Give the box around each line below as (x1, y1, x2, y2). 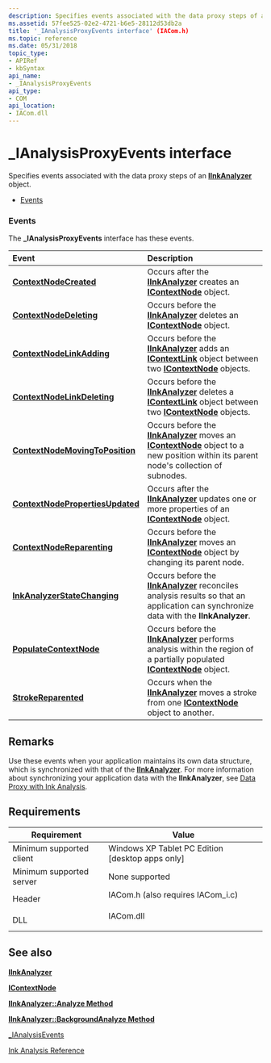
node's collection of (147, 460, 223, 471)
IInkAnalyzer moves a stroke (147, 687, 257, 698)
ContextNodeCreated (12, 276, 97, 287)
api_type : (8, 86, 42, 95)
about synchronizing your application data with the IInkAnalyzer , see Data (8, 773, 256, 783)
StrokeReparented (12, 692, 85, 703)
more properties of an (147, 504, 230, 515)
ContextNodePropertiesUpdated (12, 498, 140, 509)
